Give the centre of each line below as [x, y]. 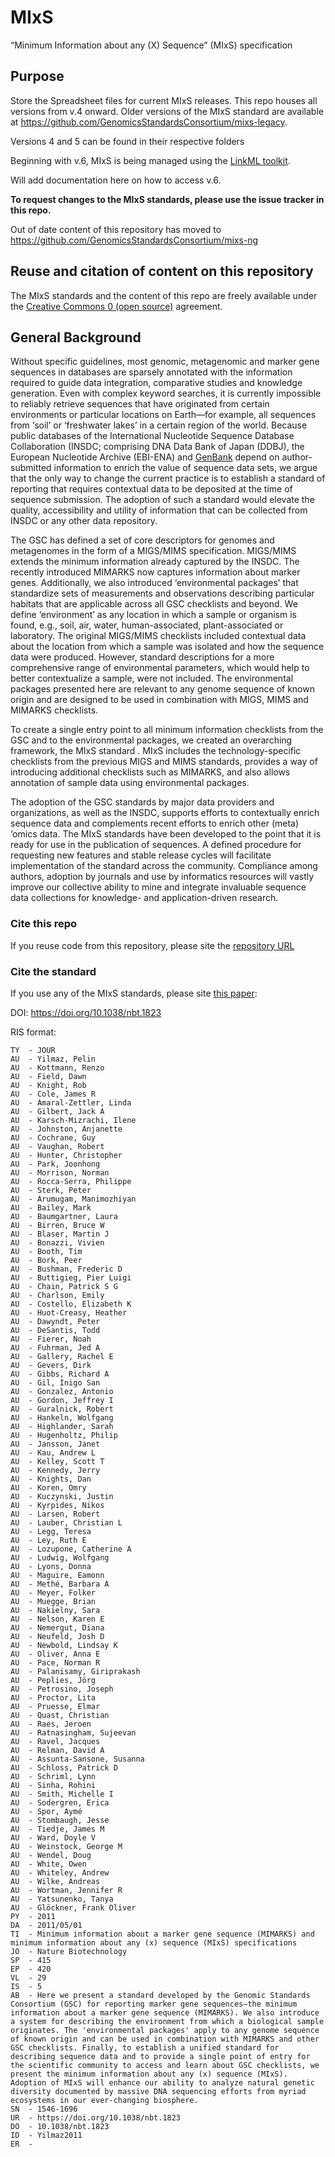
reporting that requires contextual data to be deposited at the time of [151, 489]
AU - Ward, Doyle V [53, 1837]
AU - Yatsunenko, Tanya [62, 1899]
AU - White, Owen [48, 1864]
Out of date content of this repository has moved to [116, 229]
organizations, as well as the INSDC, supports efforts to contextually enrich [165, 813]
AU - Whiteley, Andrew [60, 1872]
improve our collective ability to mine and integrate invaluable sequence [158, 887]
